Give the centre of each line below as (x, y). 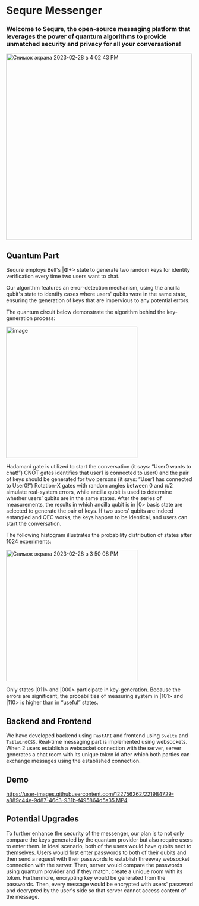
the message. (23, 896)
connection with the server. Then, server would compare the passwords (94, 865)
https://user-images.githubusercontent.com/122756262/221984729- (90, 794)
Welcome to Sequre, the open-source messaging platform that (98, 29)
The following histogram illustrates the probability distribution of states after (99, 535)
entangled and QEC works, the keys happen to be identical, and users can (97, 517)
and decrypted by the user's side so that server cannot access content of (96, 890)
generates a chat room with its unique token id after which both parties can (98, 755)
